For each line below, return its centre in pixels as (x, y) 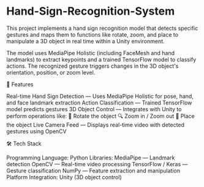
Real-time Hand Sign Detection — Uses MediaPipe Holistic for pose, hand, (100, 96)
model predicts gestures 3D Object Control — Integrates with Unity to (94, 109)
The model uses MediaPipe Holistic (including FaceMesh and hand (90, 53)
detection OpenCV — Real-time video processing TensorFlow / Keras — (97, 164)
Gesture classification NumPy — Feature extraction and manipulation (93, 170)
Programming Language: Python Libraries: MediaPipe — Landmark (91, 158)
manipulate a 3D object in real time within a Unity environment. (85, 41)
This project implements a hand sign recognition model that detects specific (102, 28)
